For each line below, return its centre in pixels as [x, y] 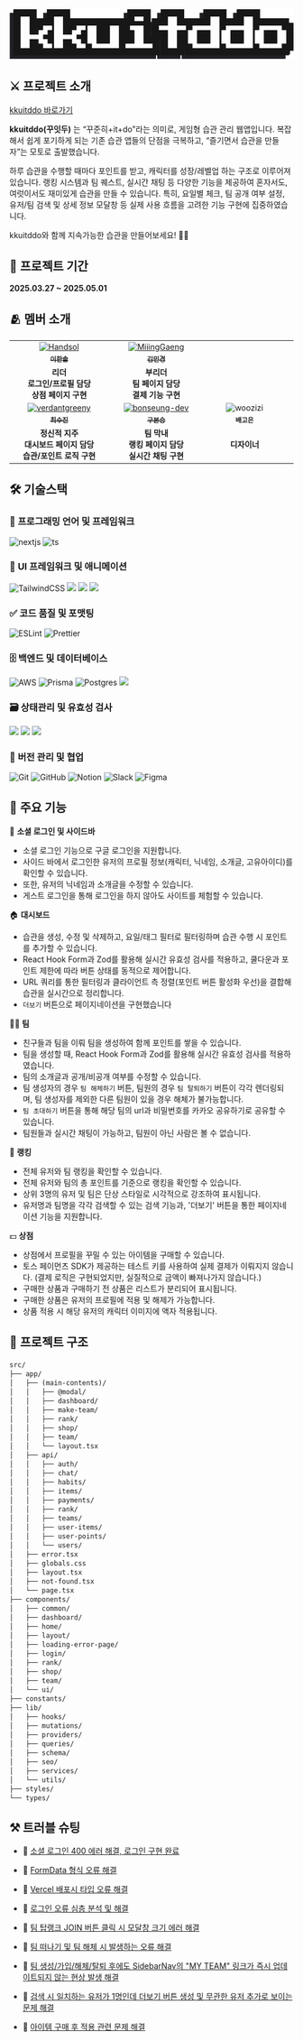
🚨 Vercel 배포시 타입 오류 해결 [75, 1889]
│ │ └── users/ [46, 1545]
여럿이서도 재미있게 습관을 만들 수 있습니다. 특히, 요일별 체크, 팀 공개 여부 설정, [147, 193]
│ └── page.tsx [42, 1590]
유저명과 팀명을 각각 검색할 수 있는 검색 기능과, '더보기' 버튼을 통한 [139, 1205]
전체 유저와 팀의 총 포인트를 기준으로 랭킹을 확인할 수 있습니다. [132, 1182]
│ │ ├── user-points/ [58, 1536]
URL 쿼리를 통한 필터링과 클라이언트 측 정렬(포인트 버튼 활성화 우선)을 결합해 [157, 982]
